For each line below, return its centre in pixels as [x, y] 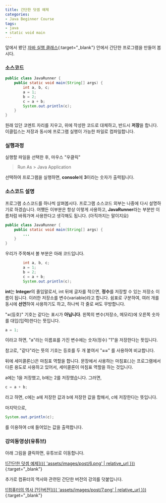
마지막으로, [16, 408]
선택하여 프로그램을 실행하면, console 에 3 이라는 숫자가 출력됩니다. [70, 177]
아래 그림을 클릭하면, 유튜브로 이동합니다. [45, 453]
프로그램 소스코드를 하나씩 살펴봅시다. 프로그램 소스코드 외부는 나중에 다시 [77, 203]
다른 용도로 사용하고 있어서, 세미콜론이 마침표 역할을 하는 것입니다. [69, 367]
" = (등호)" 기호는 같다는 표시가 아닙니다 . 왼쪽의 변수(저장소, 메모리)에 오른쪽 [78, 314]
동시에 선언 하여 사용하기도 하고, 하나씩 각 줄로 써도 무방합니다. [65, 304]
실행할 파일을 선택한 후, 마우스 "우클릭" [43, 157]
